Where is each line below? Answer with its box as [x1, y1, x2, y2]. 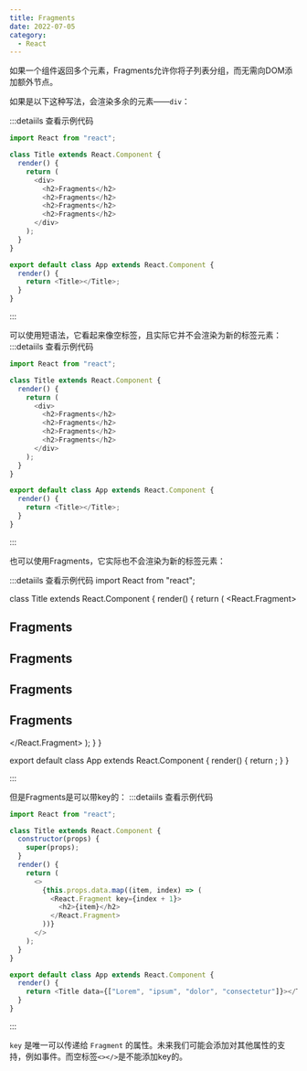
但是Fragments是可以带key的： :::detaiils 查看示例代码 [9, 791, 214, 802]
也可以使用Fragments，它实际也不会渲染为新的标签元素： [9, 555, 227, 566]
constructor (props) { [17, 834, 101, 844]
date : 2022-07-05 [9, 22, 76, 31]
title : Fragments [9, 13, 76, 23]
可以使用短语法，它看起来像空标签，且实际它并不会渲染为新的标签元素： [9, 330, 281, 340]
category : [9, 30, 48, 39]
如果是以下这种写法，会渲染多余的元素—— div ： [9, 96, 190, 107]
